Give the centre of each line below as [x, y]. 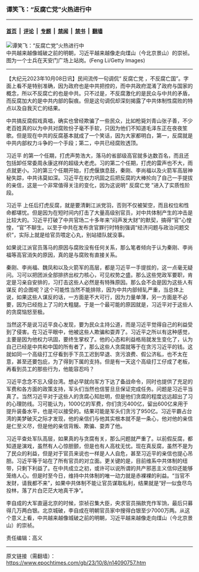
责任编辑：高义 [24, 538]
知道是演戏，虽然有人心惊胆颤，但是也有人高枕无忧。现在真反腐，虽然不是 [97, 446]
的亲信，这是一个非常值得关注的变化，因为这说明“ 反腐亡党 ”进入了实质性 [96, 185]
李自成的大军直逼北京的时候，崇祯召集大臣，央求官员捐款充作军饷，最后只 [97, 503]
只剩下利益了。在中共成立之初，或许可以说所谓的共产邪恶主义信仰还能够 [105, 468]
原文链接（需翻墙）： [31, 556]
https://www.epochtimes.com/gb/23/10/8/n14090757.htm [76, 563]
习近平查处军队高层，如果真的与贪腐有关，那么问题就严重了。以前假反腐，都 [99, 438]
